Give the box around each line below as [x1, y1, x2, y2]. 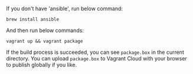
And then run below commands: [6, 27, 84, 34]
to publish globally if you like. [6, 62, 77, 68]
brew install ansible [6, 17, 60, 22]
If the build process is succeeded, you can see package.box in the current [6, 49, 184, 56]
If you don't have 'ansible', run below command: [6, 5, 123, 12]
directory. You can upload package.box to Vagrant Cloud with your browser [6, 55, 187, 62]
